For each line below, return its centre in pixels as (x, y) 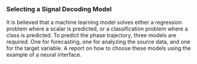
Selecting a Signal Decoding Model (59, 9)
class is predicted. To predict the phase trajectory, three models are (91, 35)
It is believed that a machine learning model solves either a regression (94, 23)
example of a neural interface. (44, 55)
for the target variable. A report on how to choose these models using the (99, 48)
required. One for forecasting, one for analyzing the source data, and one (99, 42)
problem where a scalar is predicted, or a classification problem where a (97, 29)
